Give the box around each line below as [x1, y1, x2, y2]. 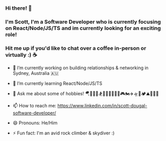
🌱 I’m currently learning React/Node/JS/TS [12, 80, 103, 87]
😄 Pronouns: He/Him [12, 120, 58, 126]
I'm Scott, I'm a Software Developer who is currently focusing [5, 18, 161, 25]
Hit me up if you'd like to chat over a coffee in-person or [5, 44, 147, 51]
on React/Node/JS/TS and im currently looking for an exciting [5, 24, 161, 32]
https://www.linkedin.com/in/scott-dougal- [57, 103, 148, 109]
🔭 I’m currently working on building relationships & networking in [12, 65, 149, 71]
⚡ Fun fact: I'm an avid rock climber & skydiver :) [12, 130, 115, 136]
